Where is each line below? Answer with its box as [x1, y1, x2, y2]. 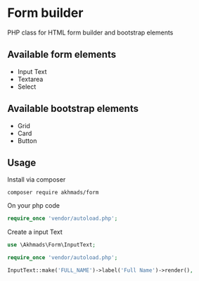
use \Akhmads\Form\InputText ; [7, 242, 96, 249]
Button [17, 136, 37, 145]
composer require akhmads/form [7, 189, 99, 196]
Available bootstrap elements [7, 103, 139, 115]
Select [17, 82, 37, 91]
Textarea [17, 75, 44, 83]
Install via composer [7, 175, 66, 184]
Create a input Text [7, 227, 63, 237]
